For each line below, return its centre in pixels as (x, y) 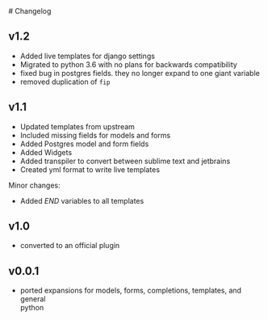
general (33, 299)
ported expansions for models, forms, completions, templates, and (131, 291)
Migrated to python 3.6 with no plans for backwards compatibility (129, 64)
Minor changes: (34, 185)
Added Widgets (46, 152)
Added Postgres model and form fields (84, 144)
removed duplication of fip (65, 82)
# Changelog (30, 11)
